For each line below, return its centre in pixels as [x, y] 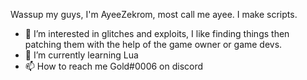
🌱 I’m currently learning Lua [81, 55]
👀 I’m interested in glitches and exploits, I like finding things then [157, 33]
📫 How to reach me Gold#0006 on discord [114, 66]
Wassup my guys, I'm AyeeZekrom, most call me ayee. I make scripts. [154, 14]
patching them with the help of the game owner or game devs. [153, 44]
